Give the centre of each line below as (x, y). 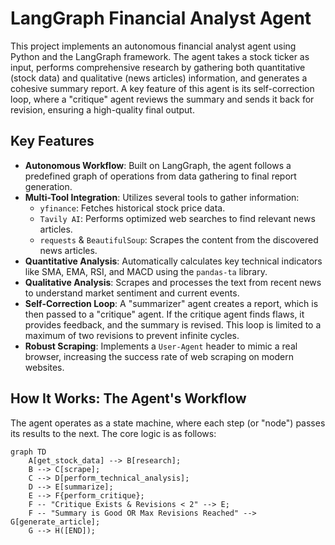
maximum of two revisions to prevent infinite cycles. (132, 335)
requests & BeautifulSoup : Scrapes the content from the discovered (179, 239)
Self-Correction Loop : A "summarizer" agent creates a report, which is (171, 303)
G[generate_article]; (55, 522)
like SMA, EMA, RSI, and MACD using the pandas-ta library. (146, 271)
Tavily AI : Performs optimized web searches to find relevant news (177, 218)
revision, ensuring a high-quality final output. (102, 109)
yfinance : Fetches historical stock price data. (132, 208)
